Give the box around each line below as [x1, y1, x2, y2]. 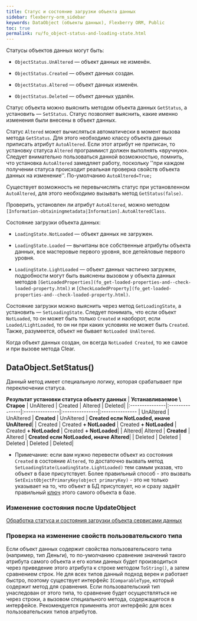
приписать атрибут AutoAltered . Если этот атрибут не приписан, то [6, 141, 176, 148]
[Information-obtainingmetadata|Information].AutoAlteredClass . [6, 207, 166, 214]
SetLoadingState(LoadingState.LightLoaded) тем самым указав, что [14, 463, 183, 470]
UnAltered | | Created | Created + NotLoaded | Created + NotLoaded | [6, 421, 177, 428]
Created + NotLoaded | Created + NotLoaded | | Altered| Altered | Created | [6, 427, 191, 434]
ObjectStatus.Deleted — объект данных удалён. [14, 93, 134, 100]
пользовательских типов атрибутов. [6, 608, 98, 615]
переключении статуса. [6, 384, 67, 391]
